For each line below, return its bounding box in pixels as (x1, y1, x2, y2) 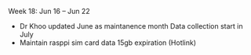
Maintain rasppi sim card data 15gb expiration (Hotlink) (19, 38, 197, 47)
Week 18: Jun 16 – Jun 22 (8, 7, 90, 15)
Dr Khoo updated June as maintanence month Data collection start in (19, 22, 243, 30)
